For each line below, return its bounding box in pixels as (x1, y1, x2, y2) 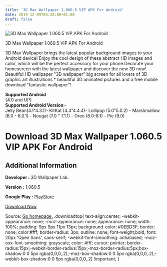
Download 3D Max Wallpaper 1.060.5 (5, 130, 162, 142)
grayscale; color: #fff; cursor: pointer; (48, 240, 126, 246)
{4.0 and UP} (5, 97, 32, 103)
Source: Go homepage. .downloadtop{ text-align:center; (5, 213, 121, 219)
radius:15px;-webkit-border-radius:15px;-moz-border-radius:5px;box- (5, 245, 149, 251)
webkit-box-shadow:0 (5, 256, 51, 262)
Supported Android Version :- (5, 102, 67, 108)
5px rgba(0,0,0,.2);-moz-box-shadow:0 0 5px (30, 250, 124, 256)
